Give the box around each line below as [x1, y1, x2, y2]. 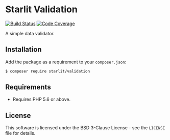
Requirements [5, 83, 51, 91]
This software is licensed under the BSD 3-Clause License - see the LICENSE [5, 125, 165, 131]
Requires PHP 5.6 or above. [12, 96, 70, 103]
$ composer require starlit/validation [5, 68, 90, 74]
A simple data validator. [5, 30, 55, 36]
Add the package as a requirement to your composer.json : [5, 59, 127, 65]
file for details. [5, 130, 36, 136]
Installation [5, 45, 42, 54]
